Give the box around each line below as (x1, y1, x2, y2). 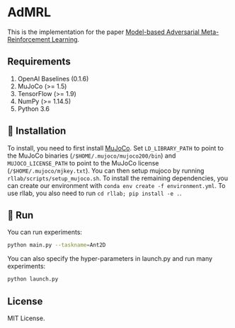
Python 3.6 (17, 104, 50, 113)
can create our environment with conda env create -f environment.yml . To (7, 181, 226, 189)
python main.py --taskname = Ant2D (7, 242, 106, 249)
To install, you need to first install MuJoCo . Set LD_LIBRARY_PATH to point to (7, 143, 224, 152)
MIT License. (7, 314, 45, 322)
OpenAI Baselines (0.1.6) (17, 74, 89, 83)
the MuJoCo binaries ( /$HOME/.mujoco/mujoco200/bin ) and (7, 151, 176, 160)
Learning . (52, 35, 80, 43)
